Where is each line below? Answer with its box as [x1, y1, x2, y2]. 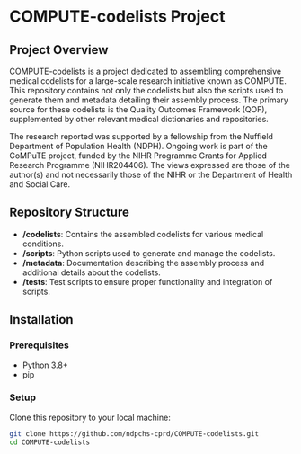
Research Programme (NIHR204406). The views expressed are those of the [9, 160, 290, 170]
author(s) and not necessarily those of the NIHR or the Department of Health [9, 169, 293, 180]
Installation [9, 312, 74, 327]
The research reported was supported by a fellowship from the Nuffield [9, 131, 274, 141]
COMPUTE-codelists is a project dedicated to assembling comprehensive [9, 66, 281, 76]
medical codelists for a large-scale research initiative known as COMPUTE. [9, 76, 288, 86]
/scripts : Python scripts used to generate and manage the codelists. [22, 247, 276, 258]
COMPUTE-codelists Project [9, 6, 226, 27]
